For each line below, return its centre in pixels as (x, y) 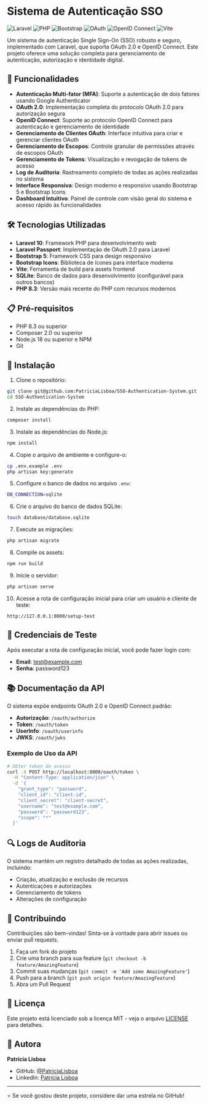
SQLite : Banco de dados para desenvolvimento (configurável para (100, 275)
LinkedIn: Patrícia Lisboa (47, 1077)
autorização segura (41, 113)
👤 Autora (24, 1044)
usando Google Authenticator (53, 100)
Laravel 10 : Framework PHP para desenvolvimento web (86, 243)
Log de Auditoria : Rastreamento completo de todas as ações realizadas (107, 172)
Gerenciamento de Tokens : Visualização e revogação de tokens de (101, 159)
